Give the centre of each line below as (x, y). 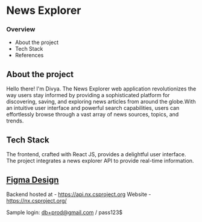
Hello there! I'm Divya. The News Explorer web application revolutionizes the (101, 89)
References (29, 55)
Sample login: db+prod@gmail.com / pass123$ (65, 212)
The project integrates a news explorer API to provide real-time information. (100, 161)
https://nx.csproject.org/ (37, 200)
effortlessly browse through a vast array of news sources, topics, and (93, 115)
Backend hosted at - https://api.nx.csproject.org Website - (79, 194)
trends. (15, 121)
